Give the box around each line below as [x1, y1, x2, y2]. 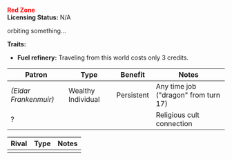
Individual [68, 95, 100, 104]
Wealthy [68, 86, 95, 96]
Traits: [7, 40, 26, 48]
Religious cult [155, 110, 200, 120]
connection [155, 119, 193, 128]
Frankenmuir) [10, 95, 55, 104]
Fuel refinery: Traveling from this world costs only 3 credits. [17, 53, 188, 62]
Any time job [155, 82, 197, 91]
